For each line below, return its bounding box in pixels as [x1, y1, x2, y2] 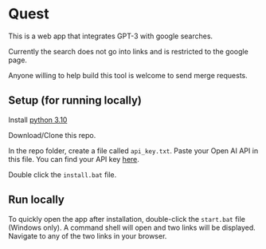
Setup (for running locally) [8, 93, 142, 108]
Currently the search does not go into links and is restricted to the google [8, 46, 248, 56]
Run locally [8, 193, 65, 207]
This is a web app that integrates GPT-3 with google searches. [8, 31, 213, 41]
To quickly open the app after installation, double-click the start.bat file [8, 214, 245, 223]
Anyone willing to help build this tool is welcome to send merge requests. [8, 70, 248, 80]
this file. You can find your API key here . [8, 154, 139, 164]
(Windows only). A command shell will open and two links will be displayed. [8, 223, 256, 232]
